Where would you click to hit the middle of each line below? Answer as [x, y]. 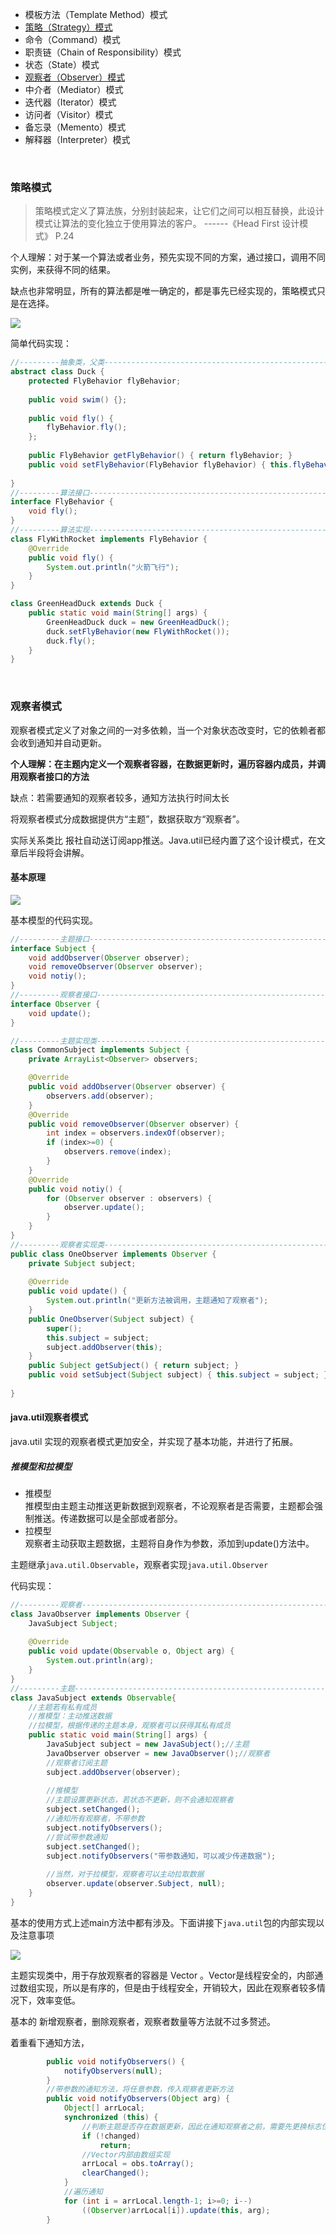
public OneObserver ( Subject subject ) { [111, 1319]
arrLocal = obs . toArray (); [138, 2164]
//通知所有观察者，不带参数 [95, 1819]
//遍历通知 [83, 2192]
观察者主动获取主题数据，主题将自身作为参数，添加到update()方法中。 [169, 1543]
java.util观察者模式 [49, 1417]
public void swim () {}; [78, 399]
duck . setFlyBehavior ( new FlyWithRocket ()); [138, 631]
